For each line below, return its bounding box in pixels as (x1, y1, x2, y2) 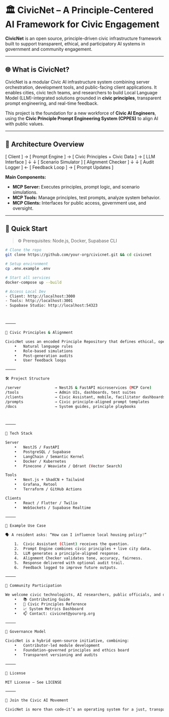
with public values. (5, 121, 44, 127)
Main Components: (5, 174, 46, 180)
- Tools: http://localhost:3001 (5, 298, 73, 304)
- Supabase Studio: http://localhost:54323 (5, 303, 98, 308)
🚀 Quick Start (5, 224, 48, 233)
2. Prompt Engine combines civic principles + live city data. (14, 546, 152, 551)
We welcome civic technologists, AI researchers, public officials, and (5, 592, 161, 597)
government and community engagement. (5, 46, 93, 52)
